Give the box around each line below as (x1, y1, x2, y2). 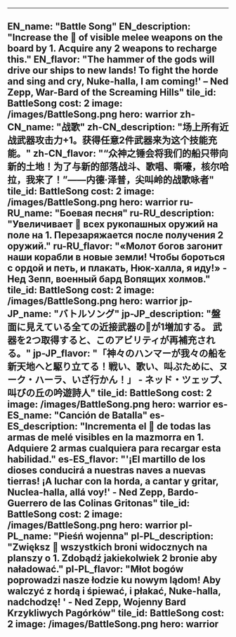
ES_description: (7, 420, 79, 432)
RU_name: (7, 207, 53, 219)
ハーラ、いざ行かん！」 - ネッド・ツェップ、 (34, 374, 228, 386)
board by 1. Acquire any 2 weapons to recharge (7, 43, 218, 55)
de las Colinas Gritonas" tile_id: (49, 497, 190, 510)
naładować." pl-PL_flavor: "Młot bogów (7, 563, 184, 575)
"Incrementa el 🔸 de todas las (79, 420, 211, 432)
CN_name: (7, 121, 55, 134)
